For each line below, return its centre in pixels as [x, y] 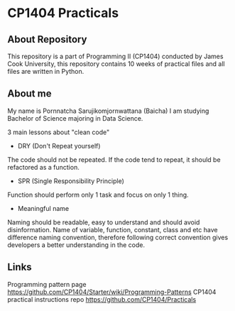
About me [29, 94]
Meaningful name [43, 208]
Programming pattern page [47, 284]
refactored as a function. [43, 167]
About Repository [47, 39]
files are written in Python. [46, 71]
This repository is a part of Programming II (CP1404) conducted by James [115, 56]
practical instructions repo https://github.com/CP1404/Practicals [102, 299]
